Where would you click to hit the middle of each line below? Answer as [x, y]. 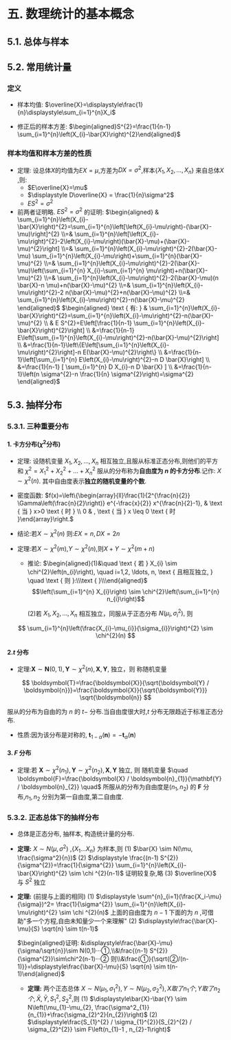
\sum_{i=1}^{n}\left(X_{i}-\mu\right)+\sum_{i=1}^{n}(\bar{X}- [117, 256]
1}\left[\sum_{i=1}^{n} [47, 360]
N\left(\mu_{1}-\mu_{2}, [60, 1008]
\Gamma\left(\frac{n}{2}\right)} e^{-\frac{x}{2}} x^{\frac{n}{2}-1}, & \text [120, 503]
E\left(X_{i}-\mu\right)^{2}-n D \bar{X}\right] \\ [144, 360]
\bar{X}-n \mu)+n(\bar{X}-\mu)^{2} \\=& [74, 285]
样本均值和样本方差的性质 [49, 153]
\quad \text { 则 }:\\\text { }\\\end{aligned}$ [87, 580]
